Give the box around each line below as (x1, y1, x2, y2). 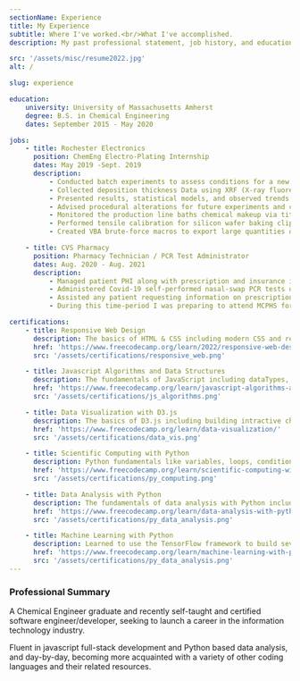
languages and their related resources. (9, 661, 152, 672)
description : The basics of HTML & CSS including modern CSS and (32, 334, 281, 343)
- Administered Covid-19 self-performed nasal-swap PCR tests (48, 285, 286, 294)
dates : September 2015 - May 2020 (25, 120, 154, 129)
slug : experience (9, 79, 74, 88)
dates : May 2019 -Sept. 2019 (32, 161, 142, 170)
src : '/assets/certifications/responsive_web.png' (32, 350, 226, 360)
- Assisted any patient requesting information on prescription (48, 293, 294, 302)
